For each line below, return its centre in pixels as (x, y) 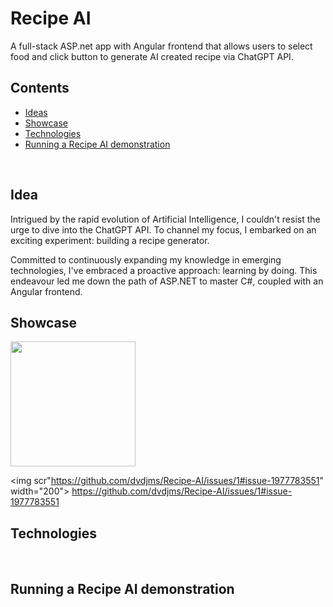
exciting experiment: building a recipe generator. (110, 240)
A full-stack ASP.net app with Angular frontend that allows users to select (161, 46)
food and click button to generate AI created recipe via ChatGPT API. (152, 56)
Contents (40, 88)
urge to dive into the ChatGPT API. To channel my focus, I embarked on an (163, 229)
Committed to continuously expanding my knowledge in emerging (146, 259)
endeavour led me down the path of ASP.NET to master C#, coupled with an (167, 281)
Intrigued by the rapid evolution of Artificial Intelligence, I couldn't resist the (165, 219)
